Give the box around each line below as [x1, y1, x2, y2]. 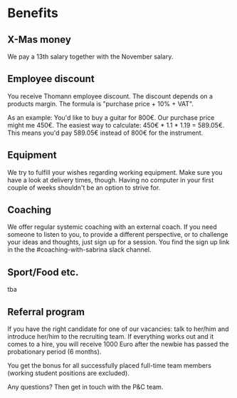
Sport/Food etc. [7, 266, 79, 278]
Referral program [7, 305, 85, 318]
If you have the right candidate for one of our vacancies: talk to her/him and [7, 325, 229, 333]
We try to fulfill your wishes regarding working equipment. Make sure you [7, 168, 223, 176]
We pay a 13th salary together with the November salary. [7, 52, 174, 61]
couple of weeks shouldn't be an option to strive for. [7, 183, 161, 192]
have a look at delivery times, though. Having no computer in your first [7, 175, 214, 184]
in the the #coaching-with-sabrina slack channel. [7, 245, 152, 254]
